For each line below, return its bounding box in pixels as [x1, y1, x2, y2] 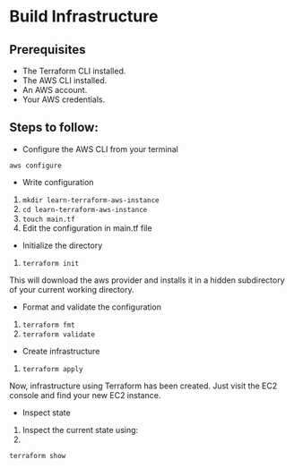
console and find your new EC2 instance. [9, 389, 161, 400]
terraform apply [22, 364, 83, 373]
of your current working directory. [9, 284, 134, 294]
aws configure [9, 161, 63, 170]
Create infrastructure [22, 345, 100, 356]
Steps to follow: [9, 120, 99, 135]
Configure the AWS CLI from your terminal [22, 143, 179, 154]
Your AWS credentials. [22, 94, 106, 105]
